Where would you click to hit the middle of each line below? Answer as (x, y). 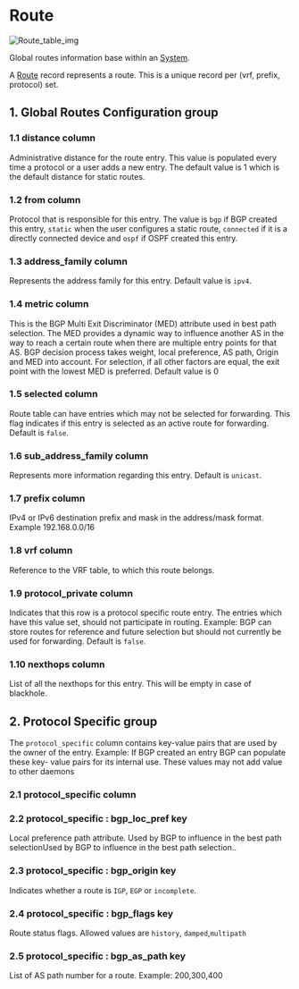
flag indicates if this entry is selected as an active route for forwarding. (139, 423)
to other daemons (42, 772)
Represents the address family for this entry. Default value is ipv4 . (130, 281)
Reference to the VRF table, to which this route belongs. (112, 570)
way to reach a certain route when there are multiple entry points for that (143, 342)
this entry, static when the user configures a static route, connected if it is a (149, 228)
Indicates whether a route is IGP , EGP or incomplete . (103, 890)
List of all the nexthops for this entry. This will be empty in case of (130, 684)
